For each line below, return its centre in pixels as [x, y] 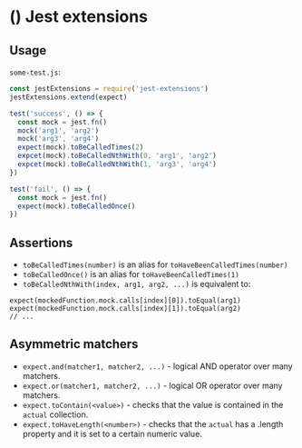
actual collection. [55, 414]
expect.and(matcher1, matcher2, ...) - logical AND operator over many [157, 366]
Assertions [41, 243]
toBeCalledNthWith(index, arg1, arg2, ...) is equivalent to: [136, 284]
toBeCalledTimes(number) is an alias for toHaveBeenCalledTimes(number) [155, 264]
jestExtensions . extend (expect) [68, 97]
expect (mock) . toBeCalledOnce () [77, 206]
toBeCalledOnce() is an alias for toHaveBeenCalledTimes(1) [131, 274]
